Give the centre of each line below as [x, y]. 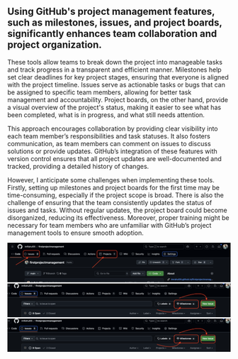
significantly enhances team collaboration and [112, 34]
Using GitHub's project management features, [111, 12]
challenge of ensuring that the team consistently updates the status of [110, 202]
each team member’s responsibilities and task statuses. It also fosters [109, 136]
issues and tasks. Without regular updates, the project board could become [118, 210]
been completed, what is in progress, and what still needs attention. [106, 115]
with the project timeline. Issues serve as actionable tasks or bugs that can [116, 84]
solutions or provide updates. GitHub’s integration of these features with [112, 151]
